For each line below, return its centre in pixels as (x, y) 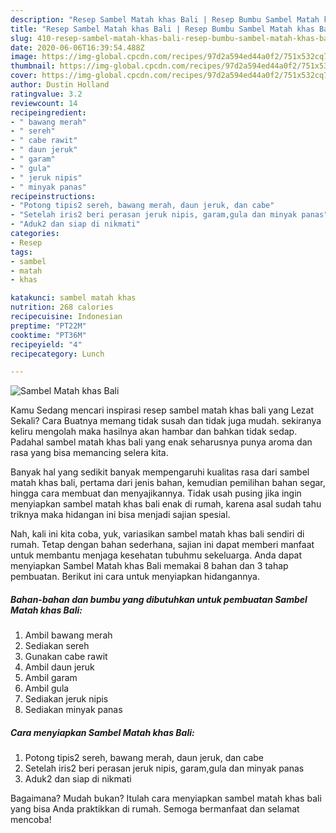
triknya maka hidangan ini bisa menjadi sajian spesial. (120, 515)
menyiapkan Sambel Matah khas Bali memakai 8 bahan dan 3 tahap (149, 566)
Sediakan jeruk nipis (66, 699)
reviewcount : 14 (44, 103)
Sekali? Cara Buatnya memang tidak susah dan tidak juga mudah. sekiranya (166, 421)
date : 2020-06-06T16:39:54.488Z (77, 47)
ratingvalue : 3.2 (46, 94)
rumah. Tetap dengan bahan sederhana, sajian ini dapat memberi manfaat (162, 545)
